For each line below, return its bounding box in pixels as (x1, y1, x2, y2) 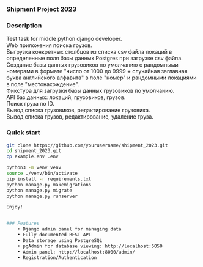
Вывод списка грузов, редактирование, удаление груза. (6, 113, 154, 120)
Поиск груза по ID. (6, 100, 55, 108)
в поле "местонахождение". (6, 81, 79, 88)
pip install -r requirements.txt (6, 176, 92, 182)
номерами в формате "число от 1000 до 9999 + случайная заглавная (6, 68, 188, 75)
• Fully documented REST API (17, 232, 92, 238)
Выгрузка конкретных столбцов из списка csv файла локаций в (6, 48, 172, 56)
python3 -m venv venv (6, 164, 62, 171)
